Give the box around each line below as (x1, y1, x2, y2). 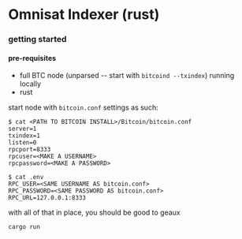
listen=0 (8, 139, 37, 147)
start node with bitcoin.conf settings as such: (8, 103, 159, 112)
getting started (8, 34, 67, 45)
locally (19, 79, 42, 88)
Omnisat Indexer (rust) (8, 6, 160, 24)
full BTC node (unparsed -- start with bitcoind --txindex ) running (19, 71, 235, 80)
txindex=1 (8, 132, 41, 140)
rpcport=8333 (8, 146, 51, 154)
